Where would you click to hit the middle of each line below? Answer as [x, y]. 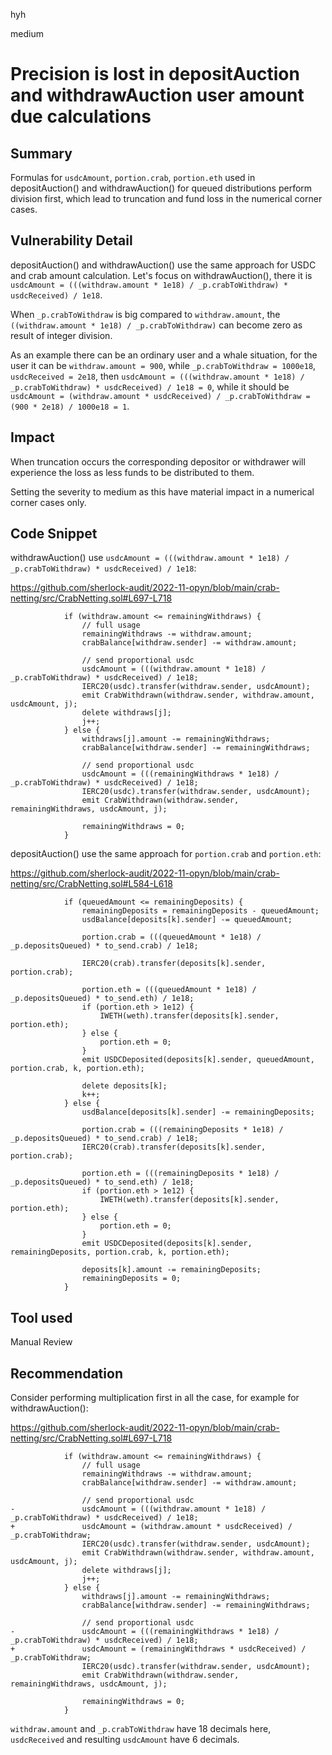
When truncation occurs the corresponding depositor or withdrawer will [158, 461]
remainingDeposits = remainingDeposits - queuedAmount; [200, 911]
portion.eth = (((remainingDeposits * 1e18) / [180, 1174]
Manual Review [41, 1342]
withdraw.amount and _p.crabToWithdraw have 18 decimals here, [141, 1729]
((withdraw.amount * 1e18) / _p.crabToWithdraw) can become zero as [156, 325]
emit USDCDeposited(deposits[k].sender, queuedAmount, [198, 1060]
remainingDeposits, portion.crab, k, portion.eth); [120, 1252]
